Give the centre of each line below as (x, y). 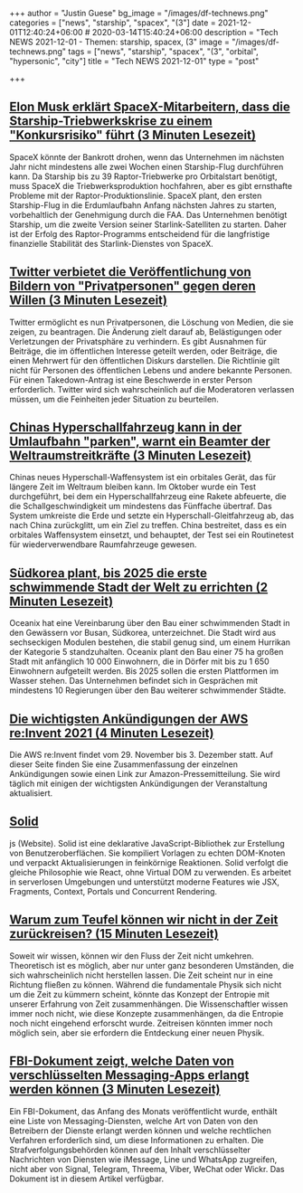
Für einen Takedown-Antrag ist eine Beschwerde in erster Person (131, 380)
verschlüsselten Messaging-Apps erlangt (129, 1075)
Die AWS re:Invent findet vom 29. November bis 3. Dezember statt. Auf (142, 755)
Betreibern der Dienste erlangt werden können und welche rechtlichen (140, 1131)
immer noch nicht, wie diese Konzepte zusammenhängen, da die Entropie (147, 1013)
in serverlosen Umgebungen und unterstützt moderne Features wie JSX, (145, 882)
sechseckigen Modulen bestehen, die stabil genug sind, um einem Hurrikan (150, 642)
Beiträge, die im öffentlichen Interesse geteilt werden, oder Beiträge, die (143, 351)
